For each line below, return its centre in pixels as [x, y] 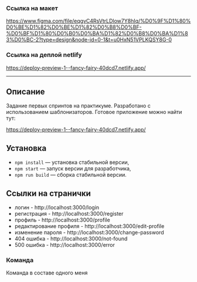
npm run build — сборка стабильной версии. [71, 175]
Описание [26, 91]
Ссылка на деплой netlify [44, 55]
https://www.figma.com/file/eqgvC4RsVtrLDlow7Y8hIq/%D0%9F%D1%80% [98, 21]
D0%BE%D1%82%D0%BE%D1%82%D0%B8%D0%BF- [74, 27]
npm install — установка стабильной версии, [72, 162]
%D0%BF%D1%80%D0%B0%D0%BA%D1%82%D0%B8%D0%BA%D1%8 [97, 33]
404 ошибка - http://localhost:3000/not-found [71, 239]
